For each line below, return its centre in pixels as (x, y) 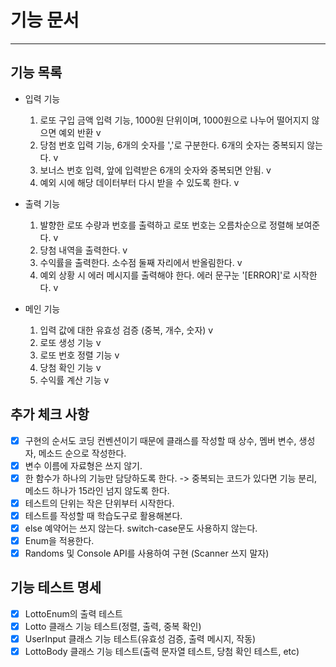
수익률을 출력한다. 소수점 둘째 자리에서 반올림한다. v (141, 262)
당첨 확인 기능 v (70, 367)
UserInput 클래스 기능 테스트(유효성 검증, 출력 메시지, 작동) (140, 639)
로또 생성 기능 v (70, 342)
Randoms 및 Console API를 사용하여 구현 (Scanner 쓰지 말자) (147, 553)
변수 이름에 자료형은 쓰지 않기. (83, 465)
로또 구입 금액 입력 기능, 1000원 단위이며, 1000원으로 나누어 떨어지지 (174, 120)
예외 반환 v (80, 132)
